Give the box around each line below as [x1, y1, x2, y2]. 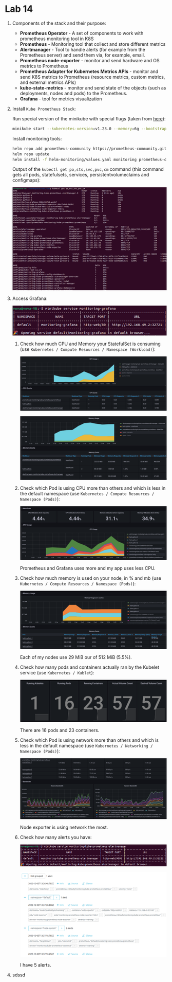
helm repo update [12, 151, 50, 157]
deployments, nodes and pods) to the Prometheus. [20, 90, 128, 96]
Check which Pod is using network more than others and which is [20, 737, 159, 743]
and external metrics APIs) [20, 79, 77, 85]
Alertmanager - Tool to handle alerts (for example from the [20, 46, 146, 52]
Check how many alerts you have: [20, 834, 92, 841]
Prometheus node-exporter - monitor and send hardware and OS [20, 57, 160, 63]
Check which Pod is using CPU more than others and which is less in [20, 485, 166, 491]
